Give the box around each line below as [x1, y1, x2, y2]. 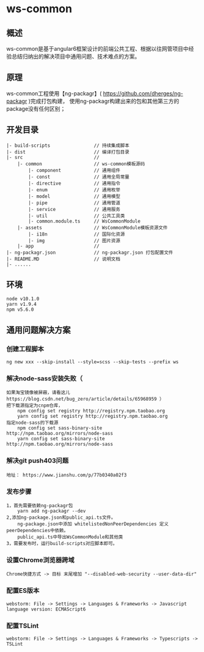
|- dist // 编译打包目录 [6, 149, 129, 155]
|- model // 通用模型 [28, 193, 121, 199]
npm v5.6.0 [6, 306, 34, 313]
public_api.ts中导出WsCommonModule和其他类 [17, 534, 123, 540]
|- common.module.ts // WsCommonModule [28, 218, 140, 224]
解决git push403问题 [6, 456, 69, 465]
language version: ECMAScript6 [6, 606, 86, 612]
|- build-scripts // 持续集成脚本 [6, 143, 129, 149]
